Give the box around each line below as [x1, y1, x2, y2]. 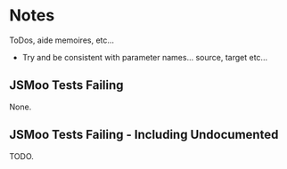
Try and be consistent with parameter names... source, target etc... [21, 52, 268, 62]
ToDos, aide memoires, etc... [9, 35, 114, 45]
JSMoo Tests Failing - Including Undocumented [9, 127, 279, 142]
